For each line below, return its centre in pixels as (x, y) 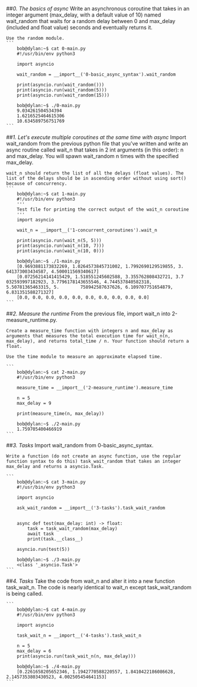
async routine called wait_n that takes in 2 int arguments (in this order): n (95, 150)
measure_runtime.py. (32, 320)
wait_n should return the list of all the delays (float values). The (95, 173)
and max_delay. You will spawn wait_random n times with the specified (93, 156)
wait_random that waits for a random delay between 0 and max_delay (91, 21)
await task (41, 534)
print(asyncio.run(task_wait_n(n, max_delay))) (76, 656)
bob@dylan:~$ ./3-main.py (49, 560)
